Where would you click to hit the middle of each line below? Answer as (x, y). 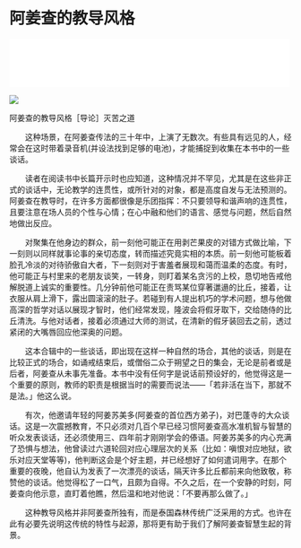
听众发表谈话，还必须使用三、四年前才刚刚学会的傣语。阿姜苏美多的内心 (142, 437)
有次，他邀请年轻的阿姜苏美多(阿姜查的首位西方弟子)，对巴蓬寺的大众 (153, 414)
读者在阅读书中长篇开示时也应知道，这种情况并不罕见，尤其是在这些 (150, 178)
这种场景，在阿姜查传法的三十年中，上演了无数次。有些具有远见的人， (154, 136)
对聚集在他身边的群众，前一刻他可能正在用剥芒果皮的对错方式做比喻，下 (158, 242)
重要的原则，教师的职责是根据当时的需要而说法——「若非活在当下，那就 (150, 384)
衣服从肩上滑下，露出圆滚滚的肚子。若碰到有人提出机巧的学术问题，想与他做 (150, 298)
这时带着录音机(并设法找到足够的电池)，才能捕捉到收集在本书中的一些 (161, 148)
